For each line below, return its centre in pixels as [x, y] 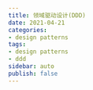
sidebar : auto [32, 67]
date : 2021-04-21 [37, 23]
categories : [28, 30]
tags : [17, 45]
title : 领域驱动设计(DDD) [47, 15]
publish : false [33, 74]
